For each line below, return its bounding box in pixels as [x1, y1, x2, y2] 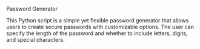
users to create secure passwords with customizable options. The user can [6, 24, 194, 30]
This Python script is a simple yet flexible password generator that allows [6, 17, 189, 24]
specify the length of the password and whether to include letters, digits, [6, 30, 188, 37]
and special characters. [6, 36, 65, 43]
